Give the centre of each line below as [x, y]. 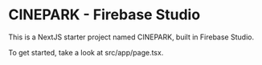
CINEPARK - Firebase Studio [104, 15]
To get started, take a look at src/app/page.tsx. [86, 52]
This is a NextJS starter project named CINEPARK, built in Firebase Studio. [131, 37]
